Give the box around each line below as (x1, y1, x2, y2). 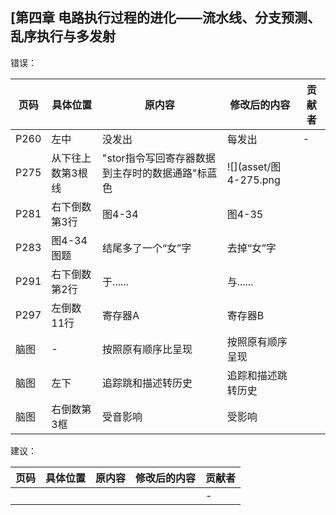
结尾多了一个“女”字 (102, 241, 192, 255)
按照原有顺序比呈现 (102, 342, 193, 356)
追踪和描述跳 (226, 368, 288, 382)
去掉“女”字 (226, 241, 277, 255)
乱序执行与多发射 (10, 28, 116, 45)
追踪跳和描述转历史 (102, 376, 193, 390)
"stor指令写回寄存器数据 (102, 151, 216, 165)
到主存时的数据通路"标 (102, 166, 208, 180)
